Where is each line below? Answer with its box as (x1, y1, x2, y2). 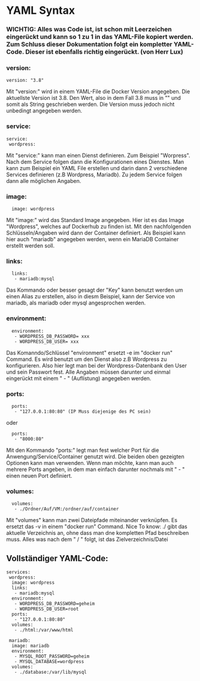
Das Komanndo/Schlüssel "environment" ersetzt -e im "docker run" (6, 349, 172, 356)
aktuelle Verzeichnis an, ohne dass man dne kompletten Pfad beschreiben (6, 529, 189, 537)
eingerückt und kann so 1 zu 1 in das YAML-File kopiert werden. (6, 32, 193, 41)
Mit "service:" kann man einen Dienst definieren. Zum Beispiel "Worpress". (6, 152, 190, 159)
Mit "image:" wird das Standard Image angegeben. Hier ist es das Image (6, 217, 184, 223)
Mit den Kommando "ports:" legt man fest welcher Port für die (6, 446, 159, 454)
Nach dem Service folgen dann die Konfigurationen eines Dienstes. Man (6, 158, 184, 165)
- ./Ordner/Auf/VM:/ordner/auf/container (14, 506, 119, 512)
